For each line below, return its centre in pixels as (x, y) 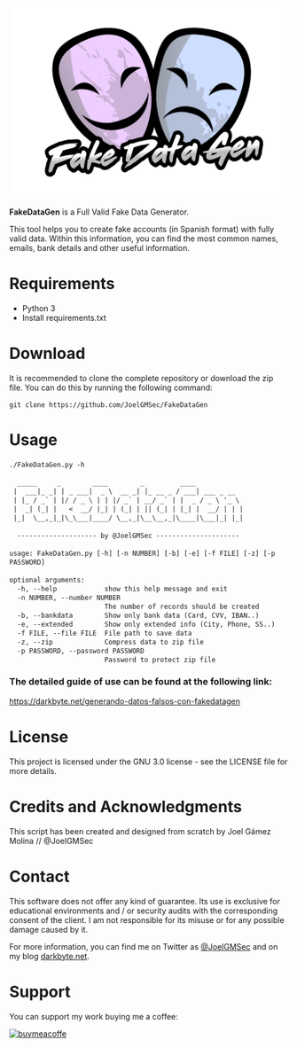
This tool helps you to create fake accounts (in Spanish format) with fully (142, 229)
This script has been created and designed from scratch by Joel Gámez (141, 831)
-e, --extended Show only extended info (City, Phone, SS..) (146, 624)
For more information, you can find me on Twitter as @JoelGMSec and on (144, 946)
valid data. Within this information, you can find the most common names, (144, 239)
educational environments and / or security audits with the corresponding (144, 911)
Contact (39, 876)
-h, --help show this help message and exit (122, 589)
